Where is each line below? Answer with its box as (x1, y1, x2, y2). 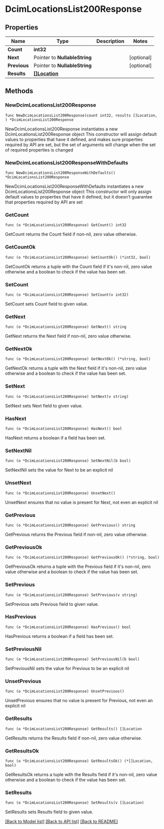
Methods (5, 87, 33, 95)
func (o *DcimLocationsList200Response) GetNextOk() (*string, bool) (5, 356, 151, 361)
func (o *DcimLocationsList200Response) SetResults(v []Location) (5, 800, 144, 805)
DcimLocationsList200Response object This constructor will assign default (5, 131, 157, 137)
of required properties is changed (5, 147, 73, 153)
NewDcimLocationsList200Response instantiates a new (5, 126, 118, 132)
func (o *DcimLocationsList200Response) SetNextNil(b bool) (5, 458, 131, 464)
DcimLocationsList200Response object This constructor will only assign (5, 189, 152, 195)
